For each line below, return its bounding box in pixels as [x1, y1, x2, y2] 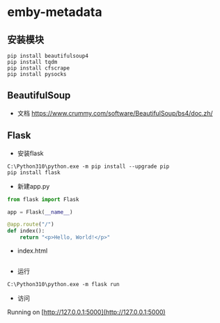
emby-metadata [7, 4, 102, 20]
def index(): [7, 228, 45, 235]
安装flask [17, 149, 44, 157]
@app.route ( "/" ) [7, 221, 54, 228]
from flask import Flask [7, 196, 79, 203]
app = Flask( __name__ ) [7, 208, 73, 216]
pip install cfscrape [7, 65, 70, 72]
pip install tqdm [7, 58, 58, 65]
